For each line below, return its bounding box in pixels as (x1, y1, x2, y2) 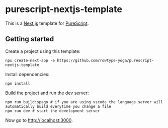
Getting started (5, 35, 54, 43)
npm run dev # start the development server (5, 108, 100, 113)
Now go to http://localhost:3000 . (5, 117, 73, 123)
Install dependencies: (5, 71, 50, 77)
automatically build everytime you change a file (5, 104, 112, 109)
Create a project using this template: (5, 48, 80, 54)
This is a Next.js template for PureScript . (5, 20, 89, 26)
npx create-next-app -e (5, 58, 55, 63)
